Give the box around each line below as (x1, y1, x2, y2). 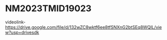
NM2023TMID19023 (5, 3, 92, 14)
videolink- (5, 19, 26, 25)
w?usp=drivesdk (5, 29, 39, 35)
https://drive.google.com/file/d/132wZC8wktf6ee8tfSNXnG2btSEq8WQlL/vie (5, 24, 162, 30)
